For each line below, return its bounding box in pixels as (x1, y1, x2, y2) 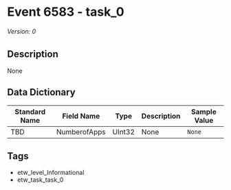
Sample (191, 107, 217, 117)
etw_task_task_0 (16, 176, 64, 184)
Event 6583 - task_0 (7, 4, 125, 20)
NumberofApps (56, 127, 106, 136)
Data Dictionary (7, 86, 76, 98)
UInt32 (112, 127, 135, 136)
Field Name (61, 111, 100, 121)
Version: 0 (7, 27, 36, 35)
